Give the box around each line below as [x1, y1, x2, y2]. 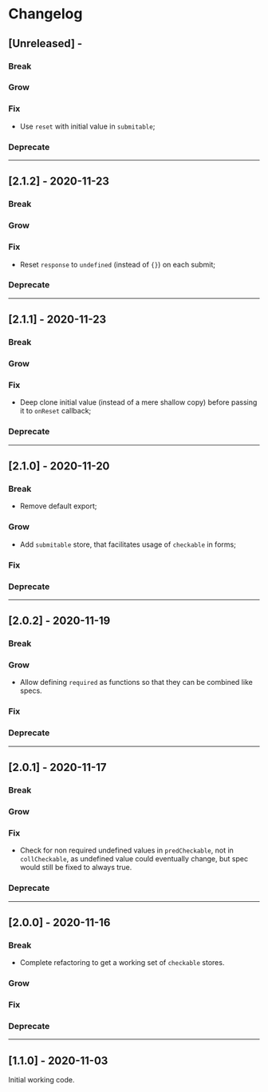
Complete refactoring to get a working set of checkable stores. [19, 958, 225, 967]
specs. [19, 686, 42, 695]
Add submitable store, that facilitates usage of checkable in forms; [19, 540, 237, 549]
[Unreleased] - [8, 37, 83, 50]
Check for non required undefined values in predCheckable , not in [19, 845, 234, 855]
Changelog [8, 5, 83, 23]
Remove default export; [19, 501, 97, 511]
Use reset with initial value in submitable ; [19, 121, 156, 131]
